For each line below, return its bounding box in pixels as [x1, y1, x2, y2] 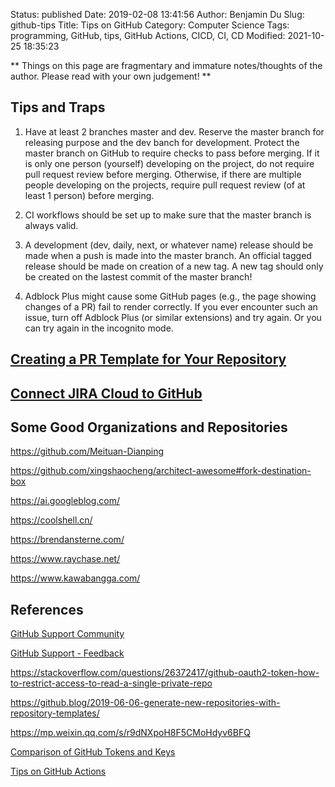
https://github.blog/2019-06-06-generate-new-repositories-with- [10, 697, 281, 709]
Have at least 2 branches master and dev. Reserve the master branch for [24, 125, 325, 138]
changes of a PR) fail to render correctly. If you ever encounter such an [24, 300, 318, 313]
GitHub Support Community [10, 628, 125, 640]
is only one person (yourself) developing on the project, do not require [24, 157, 315, 169]
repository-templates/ [10, 707, 100, 719]
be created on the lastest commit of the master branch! [24, 270, 253, 283]
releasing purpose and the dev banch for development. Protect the [24, 136, 300, 148]
